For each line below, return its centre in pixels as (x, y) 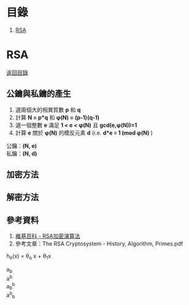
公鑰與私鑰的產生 (39, 94)
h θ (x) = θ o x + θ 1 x (29, 257)
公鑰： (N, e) (22, 145)
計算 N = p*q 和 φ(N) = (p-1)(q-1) (57, 117)
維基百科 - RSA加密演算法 (48, 236)
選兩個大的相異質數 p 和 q (48, 110)
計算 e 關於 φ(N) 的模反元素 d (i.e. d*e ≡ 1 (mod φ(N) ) (84, 133)
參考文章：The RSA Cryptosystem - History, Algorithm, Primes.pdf (99, 244)
